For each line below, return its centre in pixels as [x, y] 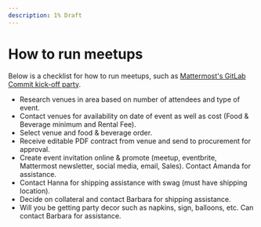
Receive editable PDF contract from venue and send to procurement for [135, 141]
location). [35, 191]
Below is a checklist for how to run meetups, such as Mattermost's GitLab [127, 76]
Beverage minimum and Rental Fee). [78, 124]
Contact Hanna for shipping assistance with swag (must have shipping [133, 182]
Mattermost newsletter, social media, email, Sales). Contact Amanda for [135, 166]
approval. [35, 149]
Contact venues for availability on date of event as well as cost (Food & [134, 116]
